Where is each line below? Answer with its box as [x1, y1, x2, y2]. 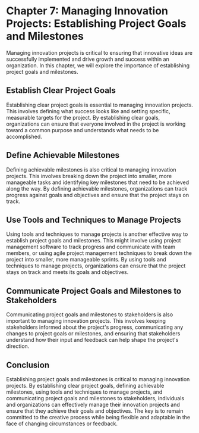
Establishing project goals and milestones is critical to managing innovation [6, 376, 190, 382]
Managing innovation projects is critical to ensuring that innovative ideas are [6, 49, 193, 56]
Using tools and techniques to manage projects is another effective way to [6, 230, 188, 238]
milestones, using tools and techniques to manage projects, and [6, 388, 163, 395]
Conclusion [6, 360, 50, 370]
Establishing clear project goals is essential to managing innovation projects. [6, 101, 193, 108]
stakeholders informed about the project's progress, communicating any [6, 323, 184, 331]
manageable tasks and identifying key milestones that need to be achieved [6, 179, 189, 186]
